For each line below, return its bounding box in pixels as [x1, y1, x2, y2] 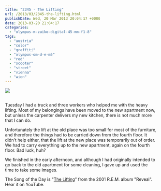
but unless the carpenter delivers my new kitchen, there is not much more [5, 112, 152, 118]
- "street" [9, 66, 31, 71]
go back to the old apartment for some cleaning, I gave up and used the [5, 162, 148, 167]
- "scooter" [9, 61, 34, 66]
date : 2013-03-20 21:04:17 [5, 20, 59, 26]
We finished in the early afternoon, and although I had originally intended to [5, 157, 156, 162]
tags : [5, 34, 16, 39]
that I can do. [5, 117, 31, 123]
